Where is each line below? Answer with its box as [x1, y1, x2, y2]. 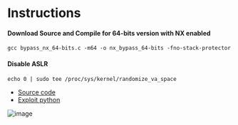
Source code [17, 87, 56, 97]
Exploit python [17, 95, 61, 104]
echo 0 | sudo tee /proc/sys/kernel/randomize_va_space [7, 75, 177, 82]
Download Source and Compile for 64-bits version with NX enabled [7, 28, 211, 37]
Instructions [7, 5, 81, 21]
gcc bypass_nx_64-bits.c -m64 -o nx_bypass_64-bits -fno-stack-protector [7, 45, 232, 52]
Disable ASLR [7, 59, 48, 68]
